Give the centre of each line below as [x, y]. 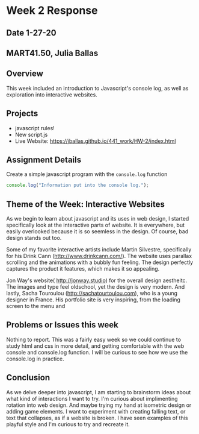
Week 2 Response [52, 11]
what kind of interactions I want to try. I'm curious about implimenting [92, 398]
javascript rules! [35, 128]
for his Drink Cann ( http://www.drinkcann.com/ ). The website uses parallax [99, 256]
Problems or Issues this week [63, 325]
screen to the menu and [36, 306]
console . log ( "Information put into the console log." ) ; [78, 185]
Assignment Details [44, 159]
